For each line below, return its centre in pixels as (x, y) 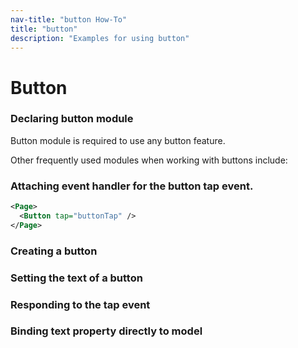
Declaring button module (72, 119)
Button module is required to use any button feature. (118, 140)
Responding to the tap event (80, 304)
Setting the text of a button (76, 278)
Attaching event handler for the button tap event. (132, 186)
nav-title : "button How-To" (69, 19)
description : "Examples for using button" (100, 38)
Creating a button (54, 251)
